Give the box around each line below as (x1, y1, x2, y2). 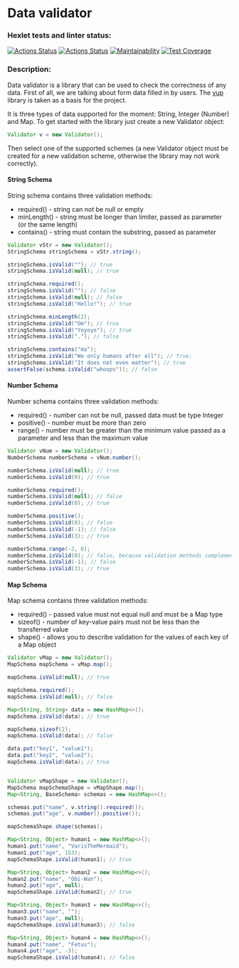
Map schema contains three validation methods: (7, 597, 149, 605)
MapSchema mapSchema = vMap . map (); (7, 661, 113, 668)
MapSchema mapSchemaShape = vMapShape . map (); (7, 784, 144, 791)
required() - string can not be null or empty (17, 205, 144, 213)
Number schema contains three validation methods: (7, 397, 159, 406)
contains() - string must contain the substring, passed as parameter (17, 227, 217, 236)
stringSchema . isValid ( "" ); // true (7, 261, 113, 268)
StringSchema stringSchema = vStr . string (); (7, 248, 142, 255)
